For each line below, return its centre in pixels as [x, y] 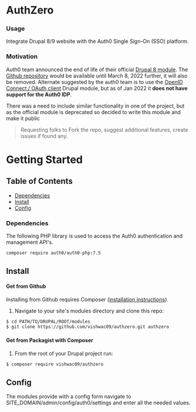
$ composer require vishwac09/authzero [55, 364]
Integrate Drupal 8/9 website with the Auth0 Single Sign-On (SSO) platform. [97, 41]
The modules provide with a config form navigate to [69, 397]
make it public [23, 118]
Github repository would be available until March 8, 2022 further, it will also [97, 76]
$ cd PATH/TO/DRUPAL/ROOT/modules [48, 321]
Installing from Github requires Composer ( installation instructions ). [87, 299]
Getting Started [45, 160]
